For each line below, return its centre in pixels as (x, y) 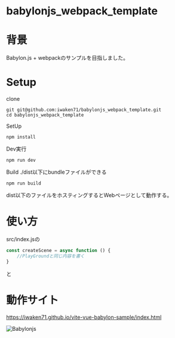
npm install (21, 137)
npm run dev (21, 160)
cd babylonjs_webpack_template (45, 115)
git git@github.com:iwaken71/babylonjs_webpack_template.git (84, 110)
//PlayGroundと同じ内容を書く (51, 256)
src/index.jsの (23, 239)
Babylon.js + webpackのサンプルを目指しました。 (67, 58)
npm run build (24, 183)
